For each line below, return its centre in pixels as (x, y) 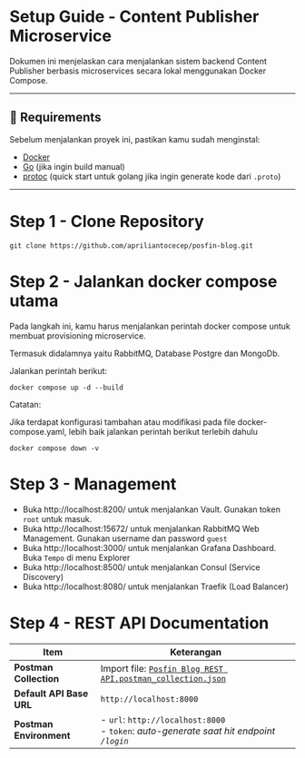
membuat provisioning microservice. (78, 335)
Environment (42, 735)
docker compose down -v (54, 448)
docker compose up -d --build (67, 388)
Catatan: (25, 404)
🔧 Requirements (55, 118)
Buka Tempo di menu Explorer (76, 557)
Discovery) (43, 576)
